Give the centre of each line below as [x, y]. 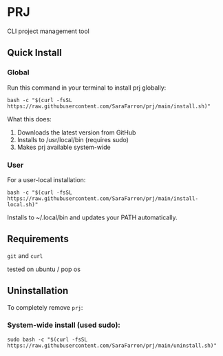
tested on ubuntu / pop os [44, 269]
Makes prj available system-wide [64, 147]
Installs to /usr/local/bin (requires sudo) [73, 139]
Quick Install [34, 53]
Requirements [38, 239]
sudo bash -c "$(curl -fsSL [47, 339]
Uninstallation [38, 291]
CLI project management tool [48, 31]
